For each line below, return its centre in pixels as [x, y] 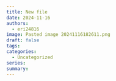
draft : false [23, 40]
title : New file [27, 12]
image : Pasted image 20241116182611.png [59, 35]
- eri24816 [26, 29]
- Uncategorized [32, 57]
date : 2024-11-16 [28, 18]
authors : [17, 23]
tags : [13, 46]
